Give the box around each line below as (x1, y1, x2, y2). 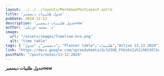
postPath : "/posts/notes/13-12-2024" (5, 52, 82, 57)
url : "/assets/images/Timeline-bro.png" (10, 34, 93, 39)
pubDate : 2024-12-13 (5, 16, 48, 21)
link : (5, 47, 17, 52)
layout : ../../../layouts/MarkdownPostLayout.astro (5, 7, 112, 12)
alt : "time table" (10, 39, 48, 44)
